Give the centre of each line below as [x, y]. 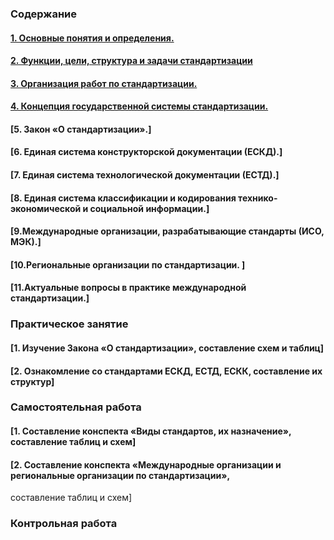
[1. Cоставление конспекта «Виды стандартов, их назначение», [151, 431]
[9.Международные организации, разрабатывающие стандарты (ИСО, [167, 231]
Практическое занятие [69, 324]
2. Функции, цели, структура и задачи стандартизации [131, 61]
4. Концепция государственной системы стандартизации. [139, 106]
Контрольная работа [64, 524]
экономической [46, 208]
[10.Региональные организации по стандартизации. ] [128, 264]
